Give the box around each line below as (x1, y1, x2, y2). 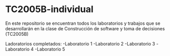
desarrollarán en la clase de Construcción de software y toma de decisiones (5, 25, 165, 31)
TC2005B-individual (5, 4, 94, 15)
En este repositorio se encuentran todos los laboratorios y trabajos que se (5, 20, 160, 26)
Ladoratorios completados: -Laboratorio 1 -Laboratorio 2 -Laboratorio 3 (5, 40, 155, 46)
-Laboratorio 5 (35, 46, 65, 52)
